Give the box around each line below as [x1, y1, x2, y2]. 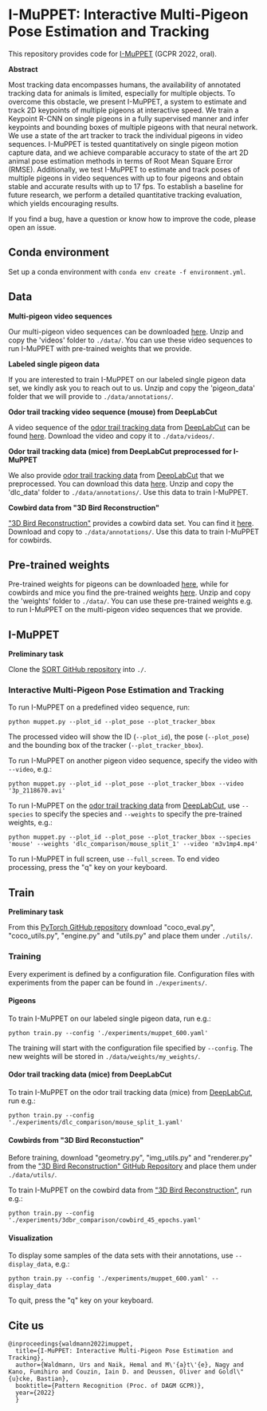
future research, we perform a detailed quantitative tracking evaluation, [8, 190, 242, 200]
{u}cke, [8, 1375, 34, 1383]
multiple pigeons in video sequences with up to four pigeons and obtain [8, 173, 244, 183]
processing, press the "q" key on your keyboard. [8, 863, 167, 872]
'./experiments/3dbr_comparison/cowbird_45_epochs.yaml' [8, 1216, 202, 1224]
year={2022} [15, 1389, 56, 1397]
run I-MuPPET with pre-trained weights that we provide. [8, 343, 192, 353]
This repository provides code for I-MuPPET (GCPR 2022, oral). [8, 49, 218, 58]
